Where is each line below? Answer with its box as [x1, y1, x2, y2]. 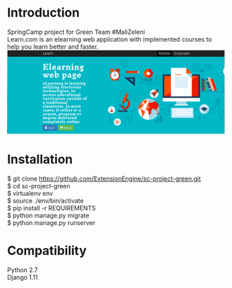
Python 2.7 [7, 265, 38, 274]
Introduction [7, 5, 80, 21]
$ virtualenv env [7, 189, 53, 197]
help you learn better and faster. [7, 42, 99, 51]
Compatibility [7, 243, 87, 258]
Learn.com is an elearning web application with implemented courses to [7, 35, 213, 43]
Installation [7, 152, 73, 168]
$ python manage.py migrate [7, 211, 90, 219]
